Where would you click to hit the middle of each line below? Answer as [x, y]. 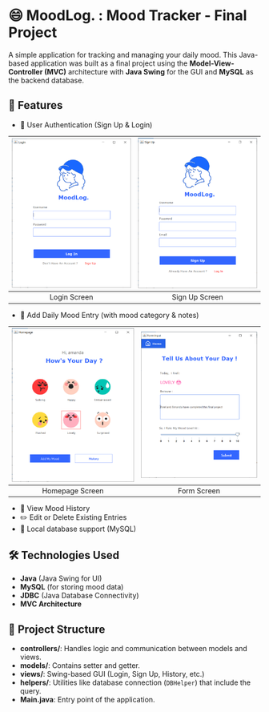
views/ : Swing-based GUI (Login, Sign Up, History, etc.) [112, 674]
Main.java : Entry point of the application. [87, 699]
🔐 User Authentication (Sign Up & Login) [86, 125]
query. [30, 690]
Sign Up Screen [198, 297]
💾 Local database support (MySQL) [78, 529]
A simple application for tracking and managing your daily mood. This [123, 54]
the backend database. [46, 80]
